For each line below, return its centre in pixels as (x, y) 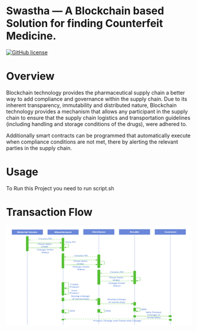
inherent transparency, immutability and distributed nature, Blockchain (91, 105)
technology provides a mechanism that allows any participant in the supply (97, 111)
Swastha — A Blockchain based (85, 11)
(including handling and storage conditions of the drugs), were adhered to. (97, 124)
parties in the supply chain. (39, 148)
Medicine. (31, 36)
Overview (30, 77)
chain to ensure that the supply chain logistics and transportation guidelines (98, 118)
